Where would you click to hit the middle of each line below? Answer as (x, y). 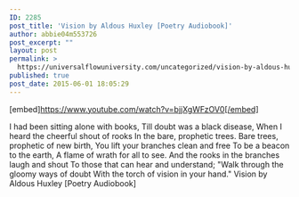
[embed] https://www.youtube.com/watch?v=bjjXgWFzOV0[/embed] (134, 109)
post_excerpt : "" (41, 42)
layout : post (33, 51)
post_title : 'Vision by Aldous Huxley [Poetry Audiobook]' (121, 26)
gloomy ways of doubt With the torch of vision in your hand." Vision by (138, 174)
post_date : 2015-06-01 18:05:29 (69, 84)
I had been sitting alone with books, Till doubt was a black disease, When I (146, 127)
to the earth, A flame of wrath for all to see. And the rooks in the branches (145, 155)
